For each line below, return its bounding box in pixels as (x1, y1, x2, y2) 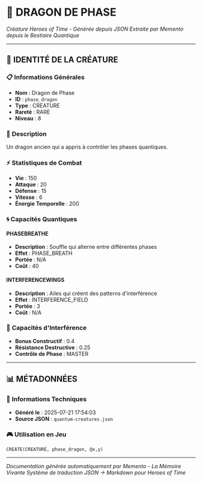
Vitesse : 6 (14, 194, 43, 201)
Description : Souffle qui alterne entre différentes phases (14, 243, 158, 251)
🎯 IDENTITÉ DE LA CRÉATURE (6, 55, 118, 65)
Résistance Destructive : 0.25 (14, 344, 91, 351)
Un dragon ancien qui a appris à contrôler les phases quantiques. (6, 143, 168, 150)
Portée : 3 (14, 302, 40, 310)
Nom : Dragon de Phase (14, 89, 75, 96)
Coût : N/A (14, 309, 42, 316)
